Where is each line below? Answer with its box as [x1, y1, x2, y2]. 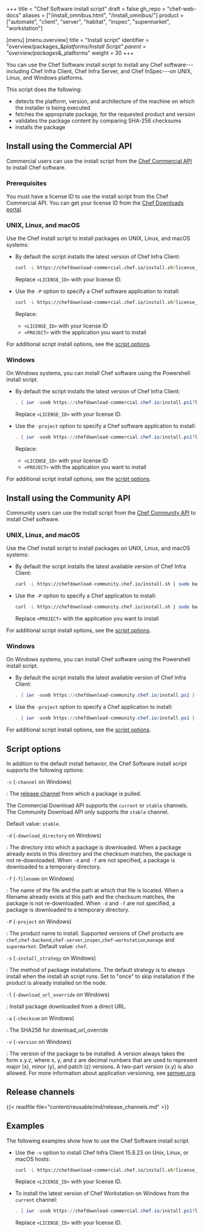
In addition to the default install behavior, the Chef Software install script [6, 759, 187, 767]
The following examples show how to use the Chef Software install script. [6, 1137, 190, 1144]
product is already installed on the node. [6, 979, 107, 986]
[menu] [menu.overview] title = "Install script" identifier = [6, 37, 150, 43]
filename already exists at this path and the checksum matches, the [6, 893, 175, 900]
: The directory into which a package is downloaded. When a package [6, 843, 182, 851]
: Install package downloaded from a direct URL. [6, 1002, 127, 1010]
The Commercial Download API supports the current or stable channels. [6, 801, 188, 809]
